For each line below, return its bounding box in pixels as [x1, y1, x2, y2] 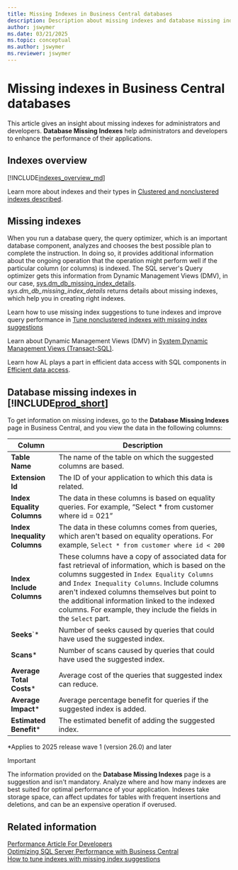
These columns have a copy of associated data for [58, 552, 227, 562]
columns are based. [58, 462, 125, 472]
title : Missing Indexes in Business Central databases [7, 10, 173, 18]
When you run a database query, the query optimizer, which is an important [7, 234, 228, 242]
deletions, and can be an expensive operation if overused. [7, 801, 177, 809]
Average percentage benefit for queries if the [58, 696, 209, 706]
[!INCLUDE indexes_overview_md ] [7, 173, 106, 182]
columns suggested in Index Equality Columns [58, 569, 214, 579]
